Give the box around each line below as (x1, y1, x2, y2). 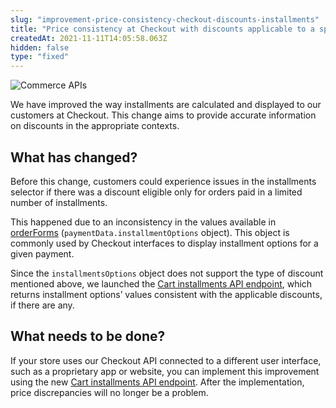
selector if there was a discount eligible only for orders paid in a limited (10, 186, 303, 198)
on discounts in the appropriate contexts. (10, 120, 180, 132)
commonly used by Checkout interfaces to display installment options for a (10, 237, 319, 249)
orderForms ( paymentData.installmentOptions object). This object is (10, 226, 290, 238)
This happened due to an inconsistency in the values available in (10, 216, 277, 228)
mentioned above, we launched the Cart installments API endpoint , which (10, 277, 313, 290)
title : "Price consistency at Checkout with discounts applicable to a (10, 24, 315, 34)
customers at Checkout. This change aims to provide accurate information (10, 109, 317, 121)
